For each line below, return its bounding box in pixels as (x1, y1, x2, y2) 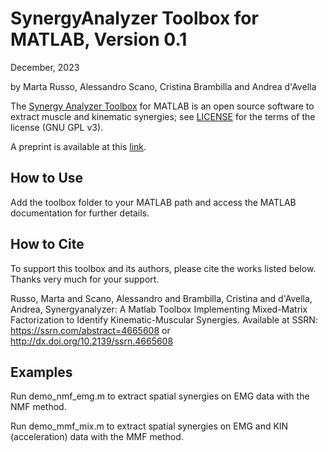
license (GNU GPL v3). (10, 121, 104, 133)
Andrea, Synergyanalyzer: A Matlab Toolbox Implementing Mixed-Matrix (10, 303, 308, 315)
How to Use (10, 170, 84, 187)
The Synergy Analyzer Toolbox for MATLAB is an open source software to (10, 100, 315, 112)
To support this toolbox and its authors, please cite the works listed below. (10, 262, 317, 274)
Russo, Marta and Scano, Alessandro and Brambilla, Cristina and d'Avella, (10, 292, 313, 304)
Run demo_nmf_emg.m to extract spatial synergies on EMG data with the (10, 390, 310, 402)
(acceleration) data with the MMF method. (10, 431, 184, 443)
